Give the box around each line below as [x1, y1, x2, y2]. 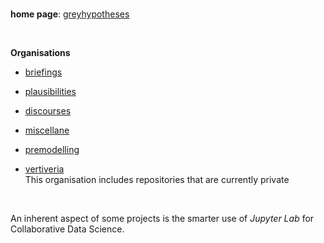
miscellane [24, 124, 70, 136]
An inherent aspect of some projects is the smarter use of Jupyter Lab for [10, 213, 315, 224]
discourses [24, 105, 72, 117]
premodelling [24, 144, 80, 155]
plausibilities [24, 86, 77, 97]
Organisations [10, 47, 71, 58]
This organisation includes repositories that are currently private [24, 174, 290, 185]
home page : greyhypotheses [10, 8, 130, 20]
